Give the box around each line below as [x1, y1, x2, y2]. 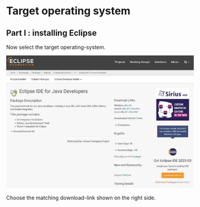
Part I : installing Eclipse [6, 28, 97, 38]
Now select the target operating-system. [6, 43, 106, 51]
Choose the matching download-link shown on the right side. [6, 195, 156, 202]
